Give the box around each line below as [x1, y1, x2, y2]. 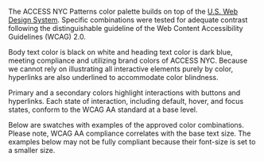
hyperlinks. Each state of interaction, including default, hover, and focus [8, 97, 244, 105]
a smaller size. [8, 146, 56, 155]
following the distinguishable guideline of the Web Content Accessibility [8, 24, 244, 33]
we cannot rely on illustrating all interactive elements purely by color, [8, 64, 233, 74]
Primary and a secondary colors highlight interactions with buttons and [8, 88, 241, 98]
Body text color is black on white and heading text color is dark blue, [8, 48, 233, 56]
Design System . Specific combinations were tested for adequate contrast [8, 15, 248, 25]
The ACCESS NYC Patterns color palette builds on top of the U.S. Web [8, 7, 239, 16]
